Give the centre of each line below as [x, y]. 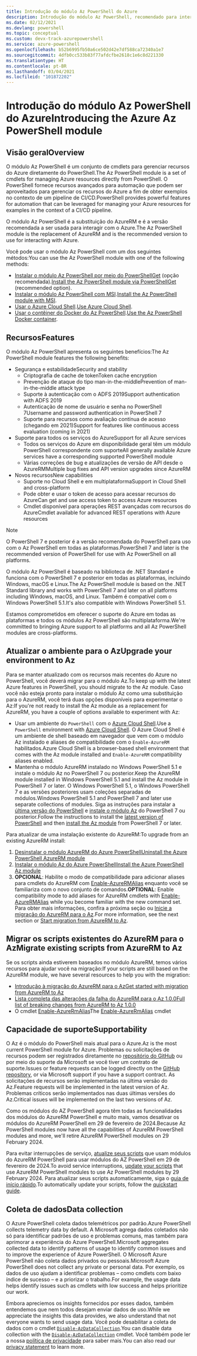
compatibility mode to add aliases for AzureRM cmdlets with [87, 896]
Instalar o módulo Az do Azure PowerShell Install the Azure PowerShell [99, 864]
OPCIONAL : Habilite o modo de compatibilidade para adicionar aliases [99, 877]
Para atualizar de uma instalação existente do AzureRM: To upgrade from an [97, 834]
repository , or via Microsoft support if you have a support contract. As [91, 1074]
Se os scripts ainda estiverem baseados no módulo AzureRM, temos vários [97, 962]
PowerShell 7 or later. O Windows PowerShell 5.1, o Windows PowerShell [102, 785]
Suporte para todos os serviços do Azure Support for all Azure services [100, 438]
